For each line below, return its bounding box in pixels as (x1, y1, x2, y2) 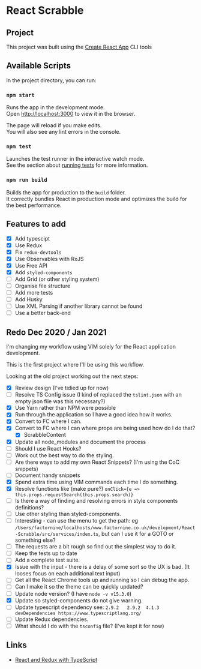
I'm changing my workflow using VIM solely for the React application (6, 343, 176, 350)
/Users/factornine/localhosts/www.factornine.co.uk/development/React (14, 525, 196, 531)
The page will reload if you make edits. (6, 122, 102, 129)
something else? (14, 536, 56, 544)
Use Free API (14, 262, 48, 269)
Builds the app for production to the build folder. (6, 188, 127, 196)
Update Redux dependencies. (14, 616, 89, 623)
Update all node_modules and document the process (14, 438, 146, 445)
